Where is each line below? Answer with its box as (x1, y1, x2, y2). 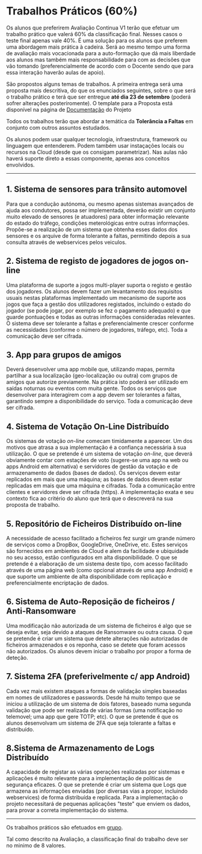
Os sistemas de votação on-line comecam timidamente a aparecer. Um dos (6, 438, 193, 445)
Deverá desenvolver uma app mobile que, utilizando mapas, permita (6, 365, 176, 373)
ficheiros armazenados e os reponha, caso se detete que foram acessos (6, 641, 186, 648)
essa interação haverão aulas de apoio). (6, 69, 105, 76)
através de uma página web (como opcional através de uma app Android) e (6, 567, 193, 573)
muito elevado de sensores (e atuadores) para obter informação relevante (6, 213, 189, 220)
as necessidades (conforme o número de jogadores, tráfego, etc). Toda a (6, 326, 188, 333)
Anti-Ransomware (6, 606, 76, 617)
